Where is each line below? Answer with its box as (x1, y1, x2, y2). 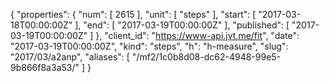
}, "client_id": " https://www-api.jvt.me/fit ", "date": (95, 30, 300, 41)
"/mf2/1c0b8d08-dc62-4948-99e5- (131, 51, 282, 63)
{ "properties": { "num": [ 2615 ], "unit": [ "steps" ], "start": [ (10, 9, 257, 20)
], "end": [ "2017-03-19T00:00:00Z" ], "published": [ (74, 19, 290, 31)
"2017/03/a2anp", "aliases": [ (10, 51, 130, 63)
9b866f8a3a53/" (10, 62, 80, 73)
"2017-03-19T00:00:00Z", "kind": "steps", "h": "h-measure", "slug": (10, 40, 289, 52)
